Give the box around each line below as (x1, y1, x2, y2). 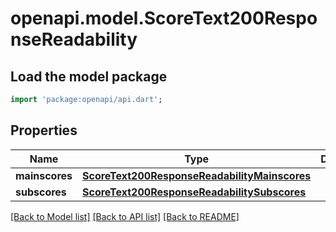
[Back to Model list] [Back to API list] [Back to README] (10, 210, 240, 222)
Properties (10, 122, 78, 139)
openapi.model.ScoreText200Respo (10, 7, 318, 30)
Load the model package (10, 68, 168, 85)
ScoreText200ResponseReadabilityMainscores (82, 168, 312, 182)
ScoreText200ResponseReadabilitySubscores (82, 185, 307, 199)
